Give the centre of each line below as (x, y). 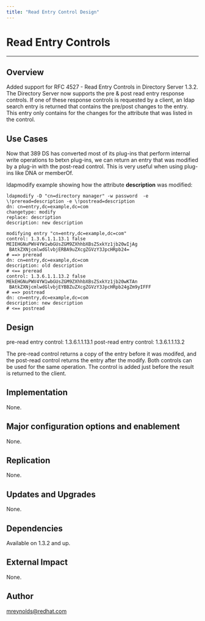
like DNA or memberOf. (44, 173)
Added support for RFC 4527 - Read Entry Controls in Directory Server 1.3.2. (102, 87)
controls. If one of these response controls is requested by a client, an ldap (101, 100)
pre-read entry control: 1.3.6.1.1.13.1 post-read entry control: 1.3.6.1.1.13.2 (95, 342)
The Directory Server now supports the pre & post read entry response (95, 94)
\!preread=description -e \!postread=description (71, 202)
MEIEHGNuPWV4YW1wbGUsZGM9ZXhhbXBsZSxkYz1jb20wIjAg (72, 244)
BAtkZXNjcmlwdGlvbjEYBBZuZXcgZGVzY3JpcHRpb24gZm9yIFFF (80, 287)
